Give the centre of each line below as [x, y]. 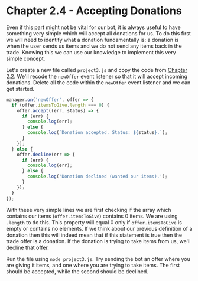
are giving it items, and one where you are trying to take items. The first [93, 265]
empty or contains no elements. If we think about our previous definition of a [99, 228]
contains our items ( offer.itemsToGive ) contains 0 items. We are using [92, 216]
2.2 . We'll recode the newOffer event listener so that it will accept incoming [97, 76]
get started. [20, 89]
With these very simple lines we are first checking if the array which [89, 210]
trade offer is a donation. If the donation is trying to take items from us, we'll [98, 241]
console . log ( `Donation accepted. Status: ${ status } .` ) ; [98, 133]
